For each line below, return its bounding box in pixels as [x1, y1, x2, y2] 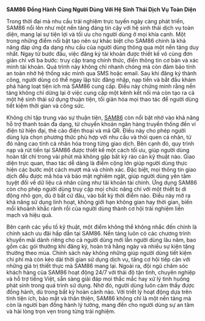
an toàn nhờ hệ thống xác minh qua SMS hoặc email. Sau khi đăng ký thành [6, 70, 197, 76]
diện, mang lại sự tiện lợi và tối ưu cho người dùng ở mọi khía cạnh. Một [6, 31, 186, 38]
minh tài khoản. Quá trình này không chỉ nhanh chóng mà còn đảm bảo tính [6, 63, 196, 70]
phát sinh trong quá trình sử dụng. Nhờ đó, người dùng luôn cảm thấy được [6, 282, 195, 289]
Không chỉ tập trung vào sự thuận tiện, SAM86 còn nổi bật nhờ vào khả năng [6, 114, 199, 121]
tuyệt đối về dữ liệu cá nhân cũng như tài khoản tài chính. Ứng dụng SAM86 [6, 179, 198, 186]
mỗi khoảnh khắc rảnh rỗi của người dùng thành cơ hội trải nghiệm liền [6, 205, 185, 212]
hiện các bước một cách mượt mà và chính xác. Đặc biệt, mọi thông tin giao [6, 166, 197, 173]
